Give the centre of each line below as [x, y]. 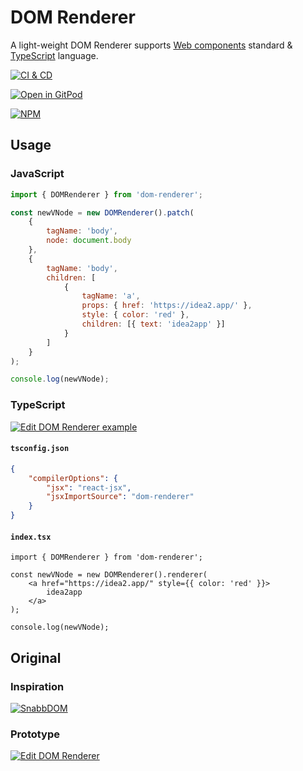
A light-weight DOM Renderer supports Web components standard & [151, 45]
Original [36, 657]
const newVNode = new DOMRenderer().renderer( [109, 575]
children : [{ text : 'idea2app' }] [153, 324]
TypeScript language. [54, 55]
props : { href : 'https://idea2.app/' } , [167, 306]
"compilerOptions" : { [73, 478]
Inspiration [37, 686]
